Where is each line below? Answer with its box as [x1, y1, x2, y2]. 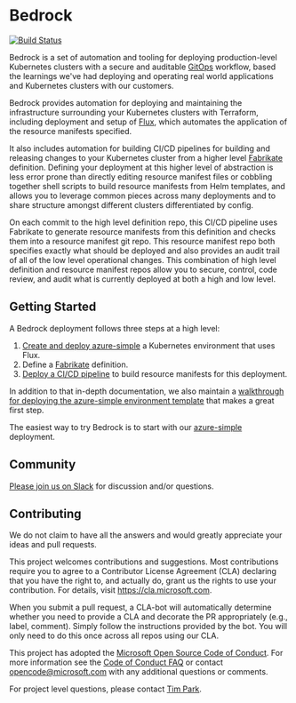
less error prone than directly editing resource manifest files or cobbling [9, 171, 273, 182]
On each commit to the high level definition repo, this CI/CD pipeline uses [9, 217, 278, 228]
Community [9, 457, 76, 472]
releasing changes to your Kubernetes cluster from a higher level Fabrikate [9, 152, 283, 163]
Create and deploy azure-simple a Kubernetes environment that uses [21, 340, 276, 351]
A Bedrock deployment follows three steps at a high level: [9, 323, 220, 333]
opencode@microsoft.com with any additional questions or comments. [9, 667, 268, 677]
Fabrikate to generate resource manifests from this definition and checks [9, 226, 276, 236]
